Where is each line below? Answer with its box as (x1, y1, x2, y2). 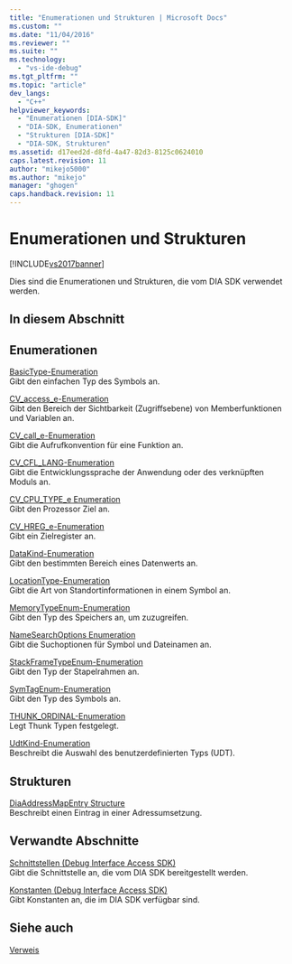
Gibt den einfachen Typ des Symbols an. (9, 376, 160, 387)
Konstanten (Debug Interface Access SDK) (9, 884, 169, 895)
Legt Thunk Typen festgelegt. (9, 720, 119, 732)
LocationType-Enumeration (9, 576, 111, 586)
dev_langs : (9, 89, 50, 98)
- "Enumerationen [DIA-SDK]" (17, 114, 127, 123)
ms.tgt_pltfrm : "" (9, 72, 78, 81)
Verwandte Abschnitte (9, 833, 140, 849)
